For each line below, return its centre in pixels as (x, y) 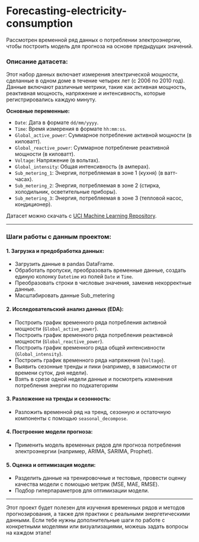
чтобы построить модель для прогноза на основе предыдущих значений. (99, 46)
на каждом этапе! (29, 533)
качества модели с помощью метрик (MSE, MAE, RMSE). (87, 485)
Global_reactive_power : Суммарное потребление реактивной (92, 148)
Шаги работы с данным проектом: (59, 237)
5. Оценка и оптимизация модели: (51, 465)
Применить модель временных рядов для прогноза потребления (98, 445)
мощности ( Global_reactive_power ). (59, 341)
